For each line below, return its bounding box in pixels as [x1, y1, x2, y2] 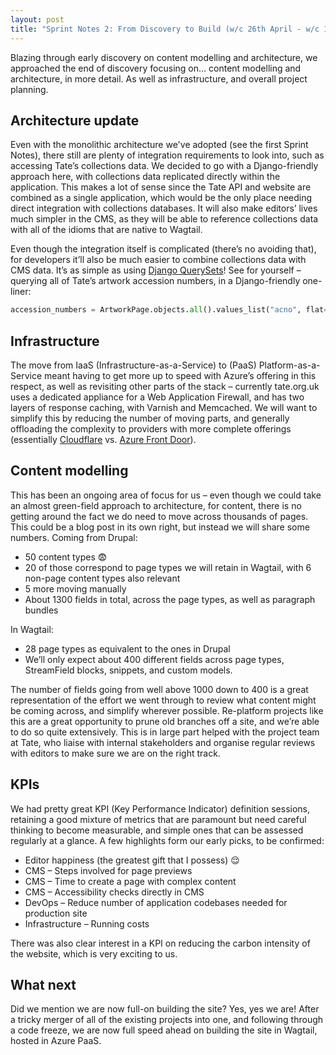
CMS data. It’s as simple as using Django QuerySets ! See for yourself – [10, 264, 302, 276]
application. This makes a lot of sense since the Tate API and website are [10, 181, 312, 193]
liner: [10, 286, 32, 298]
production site [24, 907, 88, 919]
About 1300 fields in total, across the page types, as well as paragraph [24, 593, 316, 605]
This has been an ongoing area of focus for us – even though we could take [10, 489, 322, 501]
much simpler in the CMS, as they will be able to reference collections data [10, 213, 319, 225]
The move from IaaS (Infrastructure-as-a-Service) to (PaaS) [10, 359, 257, 371]
